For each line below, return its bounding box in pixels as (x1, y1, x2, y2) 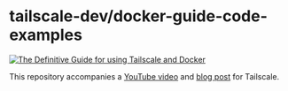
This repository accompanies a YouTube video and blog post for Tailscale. (9, 71, 280, 81)
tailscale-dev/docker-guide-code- (9, 6, 269, 27)
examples (9, 25, 82, 45)
